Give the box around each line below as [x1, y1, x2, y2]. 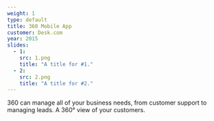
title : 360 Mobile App [7, 23, 72, 29]
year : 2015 [7, 36, 38, 42]
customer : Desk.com [7, 29, 63, 36]
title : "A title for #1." [19, 61, 94, 68]
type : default [7, 16, 48, 23]
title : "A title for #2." [19, 80, 94, 87]
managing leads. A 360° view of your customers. [7, 106, 145, 114]
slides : [7, 42, 29, 49]
